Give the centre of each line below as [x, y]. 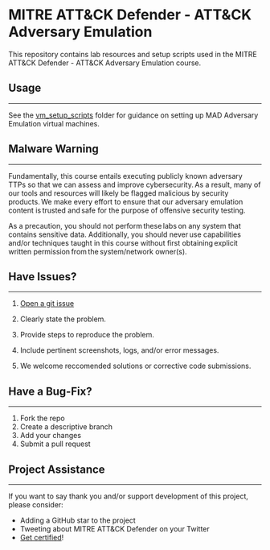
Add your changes [51, 436]
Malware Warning [53, 149]
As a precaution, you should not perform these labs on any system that [125, 225]
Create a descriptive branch [66, 427]
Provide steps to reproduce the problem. [87, 335]
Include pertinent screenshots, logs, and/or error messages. [119, 350]
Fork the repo [43, 418]
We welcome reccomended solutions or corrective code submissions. [135, 366]
